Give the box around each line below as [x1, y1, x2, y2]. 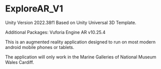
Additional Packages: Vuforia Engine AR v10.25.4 [5, 29, 106, 35]
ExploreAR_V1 [5, 3, 63, 14]
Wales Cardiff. [5, 59, 34, 65]
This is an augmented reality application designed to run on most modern [5, 38, 156, 45]
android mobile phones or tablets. [5, 44, 75, 50]
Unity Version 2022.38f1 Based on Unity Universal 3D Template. [5, 19, 137, 25]
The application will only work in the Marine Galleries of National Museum [5, 53, 157, 60]
